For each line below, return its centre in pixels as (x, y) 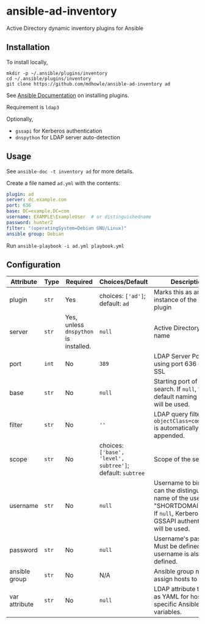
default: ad (114, 303)
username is (171, 554)
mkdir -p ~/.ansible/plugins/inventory (57, 73)
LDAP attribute (174, 589)
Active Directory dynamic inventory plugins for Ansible (75, 28)
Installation (28, 47)
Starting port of (176, 382)
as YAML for (171, 597)
